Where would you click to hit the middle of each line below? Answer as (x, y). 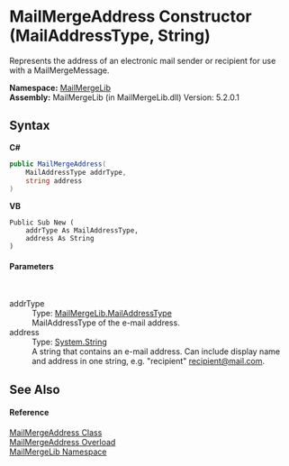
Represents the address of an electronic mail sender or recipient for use (143, 60)
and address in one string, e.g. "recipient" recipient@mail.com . (149, 361)
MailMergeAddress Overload (63, 443)
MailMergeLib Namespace (58, 452)
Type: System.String (70, 342)
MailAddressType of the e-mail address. (106, 323)
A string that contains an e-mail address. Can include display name (156, 352)
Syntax (30, 126)
